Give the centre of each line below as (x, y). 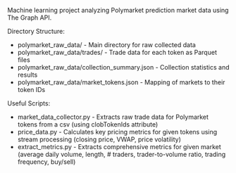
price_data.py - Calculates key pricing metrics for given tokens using (117, 132)
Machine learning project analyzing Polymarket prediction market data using (118, 10)
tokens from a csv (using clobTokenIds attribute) (88, 124)
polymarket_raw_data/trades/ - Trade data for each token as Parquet (117, 52)
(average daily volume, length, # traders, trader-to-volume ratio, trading (122, 154)
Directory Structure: (36, 31)
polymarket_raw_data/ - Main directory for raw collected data (106, 45)
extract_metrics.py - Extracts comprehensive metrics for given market (119, 147)
